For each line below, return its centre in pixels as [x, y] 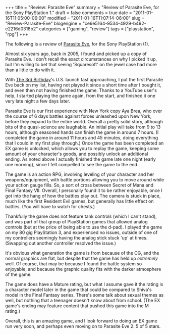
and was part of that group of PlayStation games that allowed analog [76, 222]
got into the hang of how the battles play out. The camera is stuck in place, [83, 196]
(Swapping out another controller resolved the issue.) [61, 243]
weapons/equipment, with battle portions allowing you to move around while [85, 180]
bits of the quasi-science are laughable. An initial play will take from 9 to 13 [83, 127]
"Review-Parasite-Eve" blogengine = [43, 23]
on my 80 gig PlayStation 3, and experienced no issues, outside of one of [81, 232]
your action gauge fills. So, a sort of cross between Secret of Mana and [79, 185]
